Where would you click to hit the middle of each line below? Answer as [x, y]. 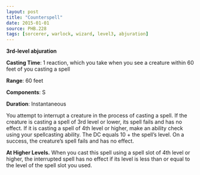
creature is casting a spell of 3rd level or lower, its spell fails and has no [94, 122]
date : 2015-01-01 [28, 23]
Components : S [26, 92]
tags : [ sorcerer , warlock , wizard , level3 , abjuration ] [77, 34]
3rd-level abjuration [31, 51]
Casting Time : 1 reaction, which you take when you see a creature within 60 [100, 63]
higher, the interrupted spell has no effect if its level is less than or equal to [98, 159]
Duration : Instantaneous [36, 104]
